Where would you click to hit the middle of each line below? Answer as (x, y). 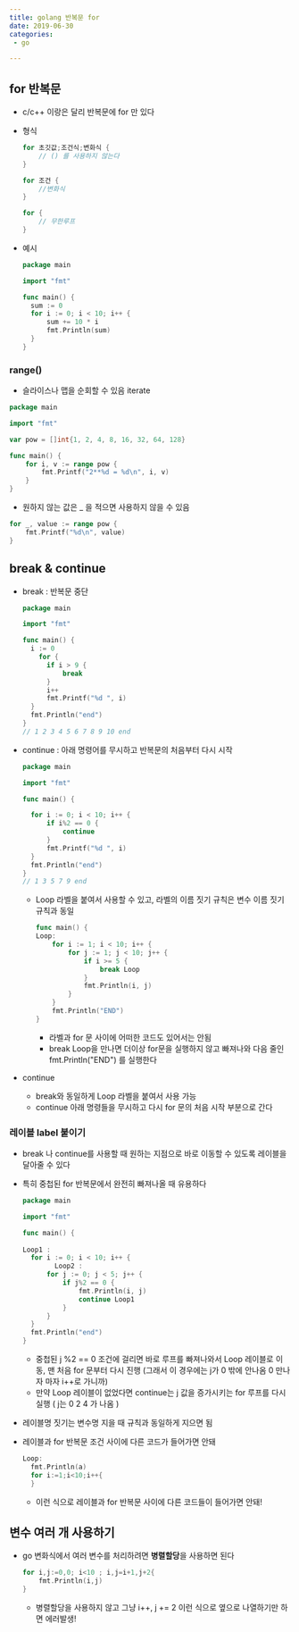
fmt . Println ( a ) (59, 1467)
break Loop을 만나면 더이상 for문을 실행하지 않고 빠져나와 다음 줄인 (166, 1048)
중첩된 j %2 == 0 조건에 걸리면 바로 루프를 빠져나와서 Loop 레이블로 (154, 1360)
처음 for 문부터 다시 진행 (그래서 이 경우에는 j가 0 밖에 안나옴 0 (165, 1370)
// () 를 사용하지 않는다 (79, 156)
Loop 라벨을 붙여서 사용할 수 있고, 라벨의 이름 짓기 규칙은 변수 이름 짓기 (160, 900)
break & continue (58, 569)
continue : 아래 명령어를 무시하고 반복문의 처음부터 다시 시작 (128, 749)
